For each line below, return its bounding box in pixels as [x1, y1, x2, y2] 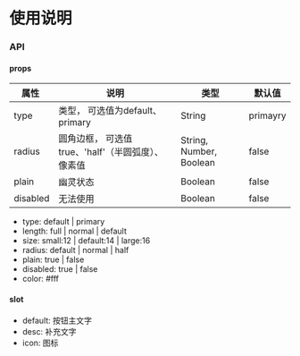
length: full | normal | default [21, 225, 128, 237]
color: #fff [21, 274, 60, 284]
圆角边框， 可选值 [57, 132, 133, 145]
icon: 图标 [21, 337, 59, 348]
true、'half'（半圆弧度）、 [57, 146, 163, 158]
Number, [179, 145, 217, 157]
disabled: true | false [21, 264, 98, 275]
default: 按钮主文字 [21, 315, 92, 326]
